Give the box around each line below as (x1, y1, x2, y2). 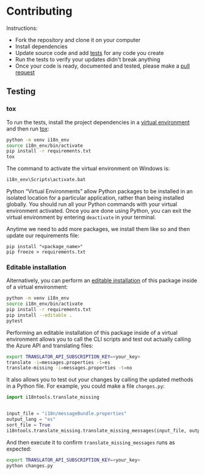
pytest (6, 318, 23, 324)
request (15, 68, 35, 76)
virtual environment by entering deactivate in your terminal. (6, 213, 156, 221)
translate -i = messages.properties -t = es (6, 359, 111, 365)
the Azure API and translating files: (6, 341, 93, 349)
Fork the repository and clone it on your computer (15, 36, 141, 43)
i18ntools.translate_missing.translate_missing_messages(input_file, (6, 427, 187, 434)
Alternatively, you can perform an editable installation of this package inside (6, 277, 198, 284)
